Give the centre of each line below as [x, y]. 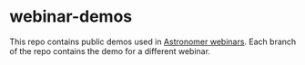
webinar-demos [71, 17]
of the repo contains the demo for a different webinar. [110, 51]
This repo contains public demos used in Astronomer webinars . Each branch [153, 42]
